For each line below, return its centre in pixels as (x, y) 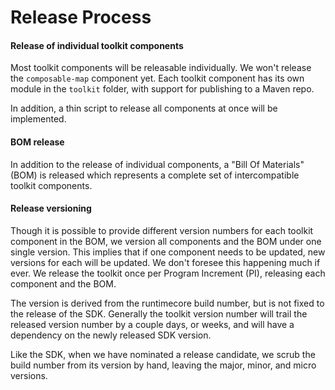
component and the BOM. (63, 283)
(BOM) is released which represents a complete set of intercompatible (155, 175)
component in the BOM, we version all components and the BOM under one (166, 241)
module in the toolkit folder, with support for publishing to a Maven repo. (162, 89)
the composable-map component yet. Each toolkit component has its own (157, 78)
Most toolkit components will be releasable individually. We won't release (161, 68)
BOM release (37, 142)
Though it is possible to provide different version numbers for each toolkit (162, 230)
